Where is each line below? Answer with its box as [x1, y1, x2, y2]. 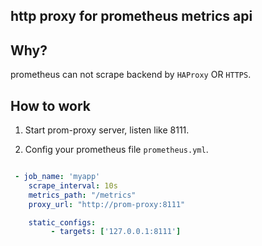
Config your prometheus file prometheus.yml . [24, 144, 209, 156]
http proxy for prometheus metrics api [10, 8, 253, 25]
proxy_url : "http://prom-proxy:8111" [28, 199, 186, 209]
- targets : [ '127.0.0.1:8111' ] [50, 227, 182, 237]
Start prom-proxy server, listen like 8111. [24, 124, 190, 136]
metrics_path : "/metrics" [28, 190, 137, 200]
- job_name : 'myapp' [14, 172, 101, 182]
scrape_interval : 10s [28, 180, 118, 191]
